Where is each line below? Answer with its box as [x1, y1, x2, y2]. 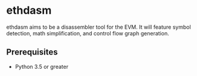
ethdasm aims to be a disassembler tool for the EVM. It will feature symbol [6, 23, 192, 31]
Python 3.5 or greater [15, 63, 68, 70]
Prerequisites [6, 47, 58, 57]
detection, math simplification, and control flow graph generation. [6, 29, 169, 37]
